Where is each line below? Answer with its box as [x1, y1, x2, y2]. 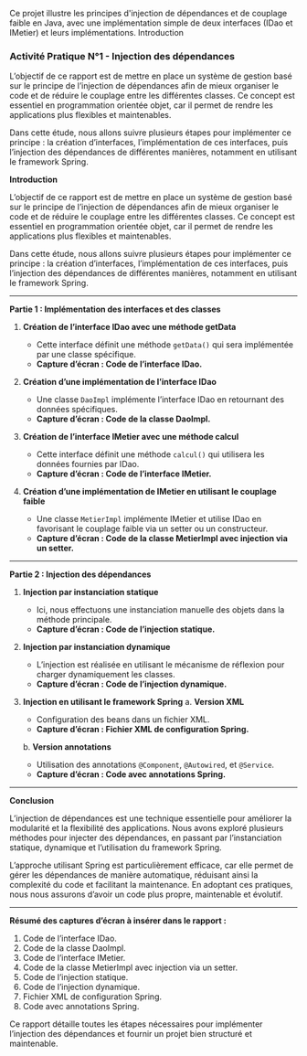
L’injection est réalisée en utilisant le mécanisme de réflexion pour [36, 659, 285, 670]
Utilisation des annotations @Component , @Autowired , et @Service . [36, 759, 275, 771]
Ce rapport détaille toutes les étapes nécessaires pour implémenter [9, 1019, 263, 1029]
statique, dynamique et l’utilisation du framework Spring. [9, 842, 222, 853]
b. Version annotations [22, 741, 111, 752]
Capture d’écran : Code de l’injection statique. [36, 624, 216, 635]
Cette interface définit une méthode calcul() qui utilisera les [36, 449, 265, 460]
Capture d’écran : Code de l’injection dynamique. [36, 678, 228, 689]
